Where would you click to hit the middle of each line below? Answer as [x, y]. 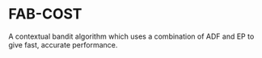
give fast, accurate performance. [63, 44]
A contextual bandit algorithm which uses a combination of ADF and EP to [131, 36]
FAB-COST [45, 14]
